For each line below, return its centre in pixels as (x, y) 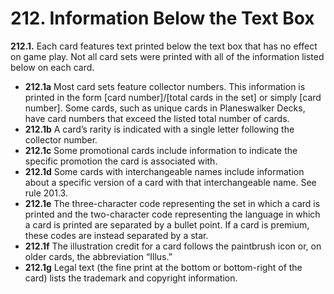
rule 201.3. (46, 193)
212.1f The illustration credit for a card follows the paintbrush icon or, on (173, 246)
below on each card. (52, 67)
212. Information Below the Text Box (162, 18)
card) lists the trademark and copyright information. (131, 278)
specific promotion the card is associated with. (121, 161)
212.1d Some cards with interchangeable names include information (164, 171)
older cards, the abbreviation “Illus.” (98, 256)
